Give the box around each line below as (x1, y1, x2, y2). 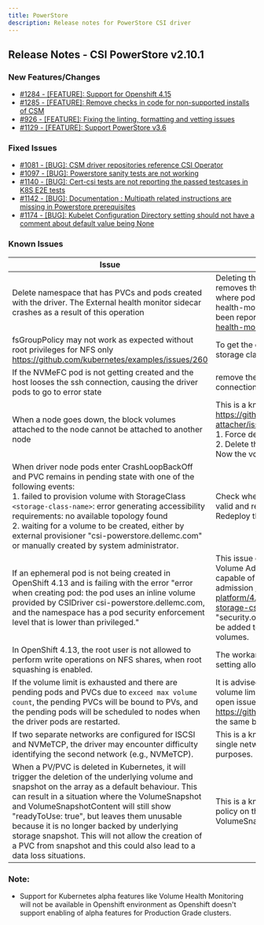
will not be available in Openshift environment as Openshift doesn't (19, 900, 236, 909)
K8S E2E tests (19, 186, 65, 195)
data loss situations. (12, 849, 86, 860)
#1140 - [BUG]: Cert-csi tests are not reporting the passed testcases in (19, 177, 249, 187)
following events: (12, 481, 75, 492)
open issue (215, 696, 257, 707)
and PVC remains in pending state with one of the (12, 471, 195, 482)
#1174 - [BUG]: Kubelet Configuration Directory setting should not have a (19, 210, 255, 220)
